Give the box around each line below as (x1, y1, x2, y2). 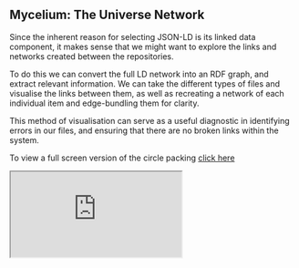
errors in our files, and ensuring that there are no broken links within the (9, 125, 280, 136)
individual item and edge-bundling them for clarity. (9, 98, 200, 108)
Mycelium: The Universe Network (9, 7, 205, 23)
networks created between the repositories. (9, 50, 175, 62)
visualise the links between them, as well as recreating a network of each (9, 88, 284, 98)
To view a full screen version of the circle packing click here (9, 152, 235, 163)
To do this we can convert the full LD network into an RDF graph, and (9, 68, 269, 79)
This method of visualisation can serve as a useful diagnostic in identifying (9, 115, 290, 126)
